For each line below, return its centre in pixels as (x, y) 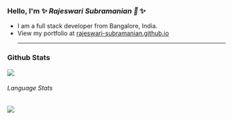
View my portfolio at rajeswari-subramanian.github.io (93, 33)
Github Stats (29, 58)
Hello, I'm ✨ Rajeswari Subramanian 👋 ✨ (77, 11)
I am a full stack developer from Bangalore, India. (87, 26)
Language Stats (30, 88)
